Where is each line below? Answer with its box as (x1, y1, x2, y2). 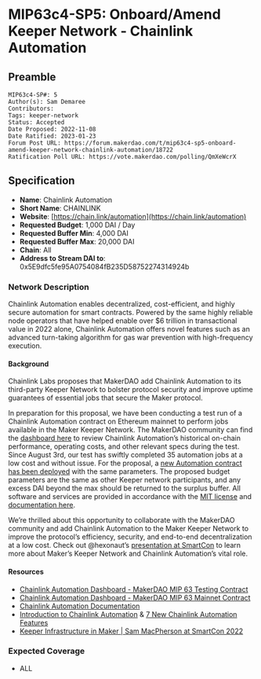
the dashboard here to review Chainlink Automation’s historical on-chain (8, 434, 241, 443)
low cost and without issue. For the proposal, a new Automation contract (8, 458, 243, 468)
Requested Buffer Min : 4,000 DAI (19, 228, 129, 237)
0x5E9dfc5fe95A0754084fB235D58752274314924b (19, 262, 190, 271)
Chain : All (19, 245, 52, 255)
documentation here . (8, 501, 76, 510)
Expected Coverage (8, 646, 85, 657)
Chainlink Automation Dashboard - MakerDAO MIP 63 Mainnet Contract (19, 593, 251, 602)
